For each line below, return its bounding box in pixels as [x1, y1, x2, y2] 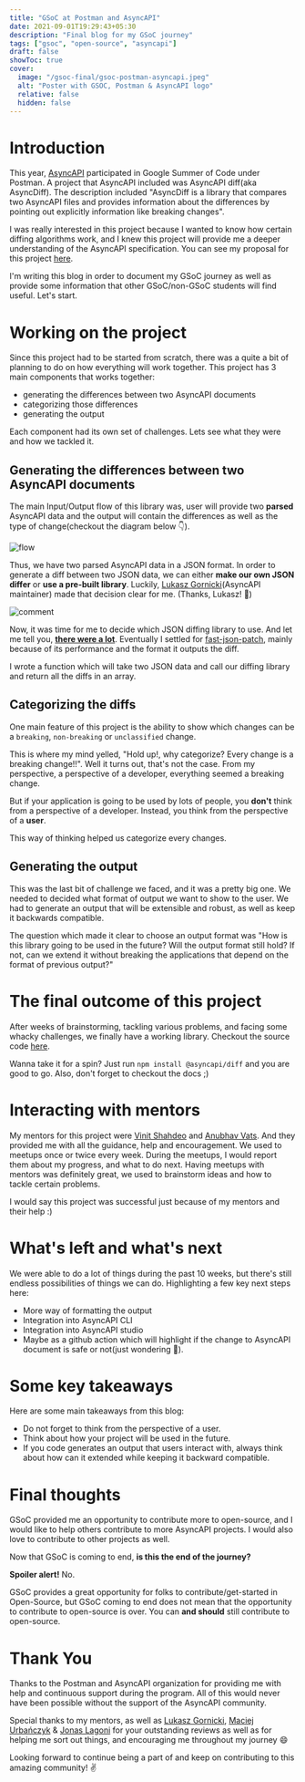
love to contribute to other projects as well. [9, 1534, 170, 1545]
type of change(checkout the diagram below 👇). [9, 521, 190, 532]
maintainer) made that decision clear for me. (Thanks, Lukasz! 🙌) [9, 589, 253, 600]
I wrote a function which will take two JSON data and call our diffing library [9, 661, 290, 672]
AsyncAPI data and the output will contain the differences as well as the [9, 511, 279, 522]
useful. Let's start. [9, 290, 77, 301]
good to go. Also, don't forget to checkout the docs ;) [9, 1068, 209, 1079]
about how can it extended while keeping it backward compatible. [22, 1452, 270, 1464]
